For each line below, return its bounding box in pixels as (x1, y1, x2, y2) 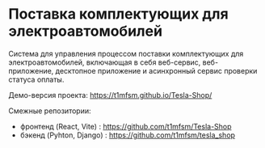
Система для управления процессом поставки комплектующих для (8, 49, 244, 58)
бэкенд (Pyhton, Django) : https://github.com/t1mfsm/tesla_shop (19, 130, 236, 140)
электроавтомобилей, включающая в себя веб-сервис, (8, 57, 201, 67)
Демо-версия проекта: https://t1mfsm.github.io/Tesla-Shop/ (8, 90, 212, 99)
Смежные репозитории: (8, 106, 91, 116)
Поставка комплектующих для (8, 5, 229, 23)
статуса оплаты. (8, 74, 65, 84)
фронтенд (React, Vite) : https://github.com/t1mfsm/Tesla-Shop (19, 121, 232, 131)
